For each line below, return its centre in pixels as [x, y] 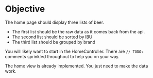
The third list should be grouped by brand [54, 42]
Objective [25, 9]
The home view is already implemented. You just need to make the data [76, 66]
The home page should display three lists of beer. [55, 22]
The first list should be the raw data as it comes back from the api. [78, 31]
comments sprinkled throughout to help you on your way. [62, 56]
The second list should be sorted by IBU [52, 37]
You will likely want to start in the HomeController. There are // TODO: [74, 51]
